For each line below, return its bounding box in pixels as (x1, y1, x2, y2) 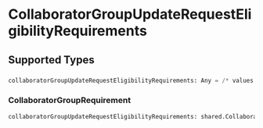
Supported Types (8, 53, 95, 66)
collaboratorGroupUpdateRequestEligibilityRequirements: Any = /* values (8, 76, 254, 84)
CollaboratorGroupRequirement (8, 95, 131, 106)
